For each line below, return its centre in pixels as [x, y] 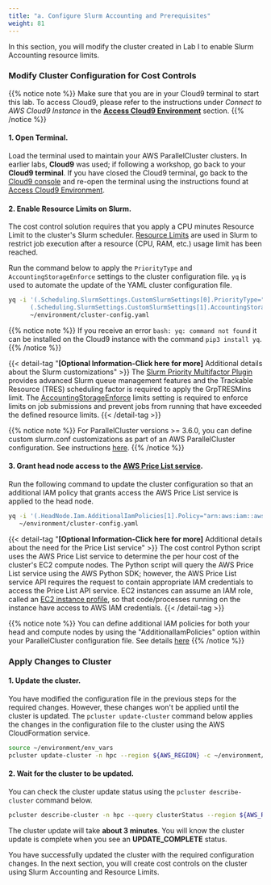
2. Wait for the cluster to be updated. [71, 773]
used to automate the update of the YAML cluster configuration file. [120, 285]
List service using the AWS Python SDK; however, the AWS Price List [123, 573]
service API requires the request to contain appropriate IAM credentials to [131, 582]
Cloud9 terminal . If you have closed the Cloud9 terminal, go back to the [128, 173]
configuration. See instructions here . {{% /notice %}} [96, 447]
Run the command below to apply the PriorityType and [100, 268]
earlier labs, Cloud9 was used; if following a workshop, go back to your [127, 164]
